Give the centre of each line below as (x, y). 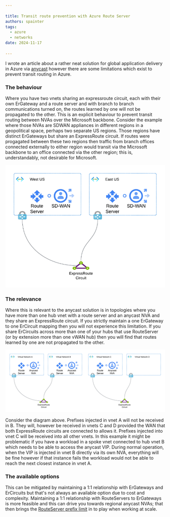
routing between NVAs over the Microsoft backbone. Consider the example (84, 120)
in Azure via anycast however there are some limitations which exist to (79, 69)
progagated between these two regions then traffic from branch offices (80, 142)
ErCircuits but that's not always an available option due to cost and (75, 493)
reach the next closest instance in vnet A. (49, 463)
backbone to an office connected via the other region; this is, (69, 152)
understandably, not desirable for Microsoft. (51, 158)
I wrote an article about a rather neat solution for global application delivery (84, 63)
